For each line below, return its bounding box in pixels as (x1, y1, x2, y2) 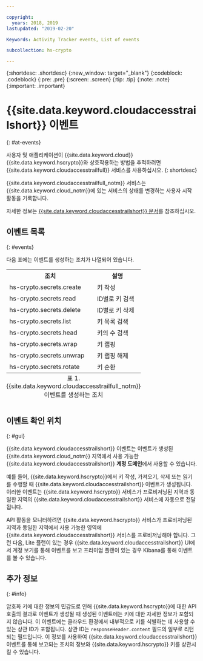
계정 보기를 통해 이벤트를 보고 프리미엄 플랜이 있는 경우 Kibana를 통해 (12, 546, 177, 554)
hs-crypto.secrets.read (9, 294, 76, 302)
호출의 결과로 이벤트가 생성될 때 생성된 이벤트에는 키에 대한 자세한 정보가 (6, 610, 178, 617)
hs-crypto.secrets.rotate (9, 362, 80, 371)
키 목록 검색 (96, 317, 128, 325)
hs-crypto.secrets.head (9, 328, 78, 337)
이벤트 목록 (6, 227, 45, 237)
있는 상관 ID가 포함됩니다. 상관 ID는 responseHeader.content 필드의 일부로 (6, 625, 183, 632)
